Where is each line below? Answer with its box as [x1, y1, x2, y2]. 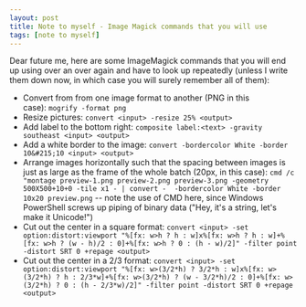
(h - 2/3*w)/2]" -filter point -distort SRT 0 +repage [80, 281, 294, 291]
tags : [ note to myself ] [9, 30, 100, 39]
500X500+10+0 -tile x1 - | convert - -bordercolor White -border [22, 185, 281, 194]
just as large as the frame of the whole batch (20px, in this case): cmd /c [22, 166, 295, 178]
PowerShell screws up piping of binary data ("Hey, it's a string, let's [22, 202, 277, 213]
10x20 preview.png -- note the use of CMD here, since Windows [22, 193, 264, 204]
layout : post [9, 13, 59, 23]
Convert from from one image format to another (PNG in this [22, 92, 249, 103]
